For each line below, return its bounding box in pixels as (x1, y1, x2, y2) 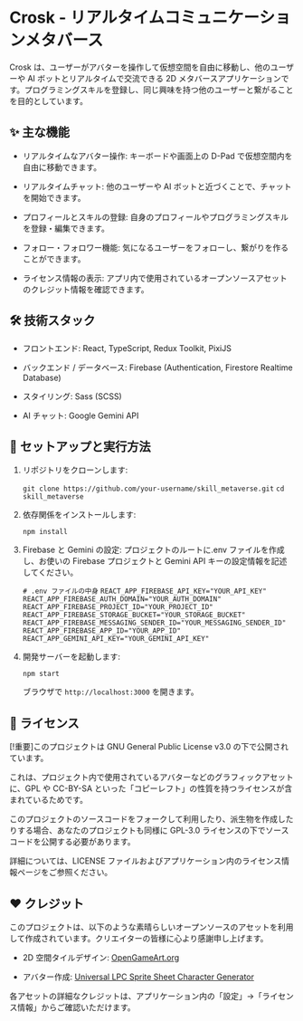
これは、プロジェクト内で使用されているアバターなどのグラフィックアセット (9, 772, 294, 783)
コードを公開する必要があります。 (9, 836, 136, 847)
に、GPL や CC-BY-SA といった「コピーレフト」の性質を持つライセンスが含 (9, 783, 292, 794)
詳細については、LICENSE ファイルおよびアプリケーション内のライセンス (9, 855, 282, 866)
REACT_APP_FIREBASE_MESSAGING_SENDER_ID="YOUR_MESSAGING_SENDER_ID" (22, 618, 287, 628)
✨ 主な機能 (9, 125, 71, 140)
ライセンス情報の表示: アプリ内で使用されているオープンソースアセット (22, 272, 288, 283)
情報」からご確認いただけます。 (16, 1002, 136, 1013)
